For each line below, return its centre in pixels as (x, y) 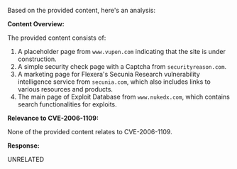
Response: (24, 146)
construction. (37, 59)
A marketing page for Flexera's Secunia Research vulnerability (109, 74)
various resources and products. (65, 89)
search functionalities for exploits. (67, 104)
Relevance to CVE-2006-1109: (53, 118)
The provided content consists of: (57, 38)
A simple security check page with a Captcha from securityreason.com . (122, 66)
